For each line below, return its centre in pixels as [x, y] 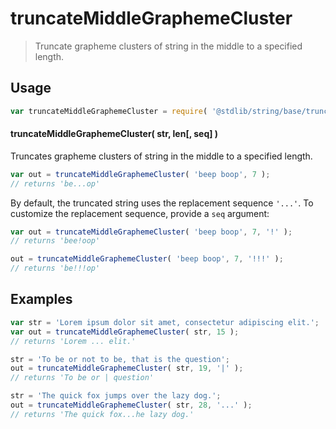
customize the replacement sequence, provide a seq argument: [140, 213]
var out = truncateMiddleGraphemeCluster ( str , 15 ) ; [125, 332]
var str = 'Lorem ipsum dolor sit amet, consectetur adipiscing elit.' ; [165, 322]
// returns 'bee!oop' [55, 241]
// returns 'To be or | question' [82, 378]
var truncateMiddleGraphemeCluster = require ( [109, 111]
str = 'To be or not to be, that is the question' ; [120, 359]
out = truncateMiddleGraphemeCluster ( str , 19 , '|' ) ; [127, 368]
